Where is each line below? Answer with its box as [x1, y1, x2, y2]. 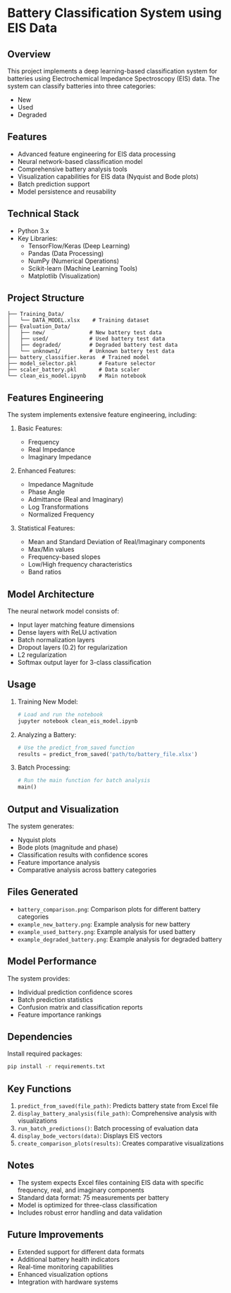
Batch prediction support [17, 179, 90, 188]
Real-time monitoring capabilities [17, 1263, 114, 1271]
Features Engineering [7, 391, 104, 403]
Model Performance [7, 955, 97, 967]
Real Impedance [27, 445, 75, 454]
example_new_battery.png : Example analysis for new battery [17, 920, 191, 928]
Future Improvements [7, 1229, 104, 1241]
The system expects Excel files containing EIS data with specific [17, 1178, 204, 1186]
